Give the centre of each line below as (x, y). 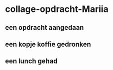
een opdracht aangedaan (44, 28)
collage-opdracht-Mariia (57, 9)
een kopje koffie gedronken (48, 44)
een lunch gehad (31, 61)
